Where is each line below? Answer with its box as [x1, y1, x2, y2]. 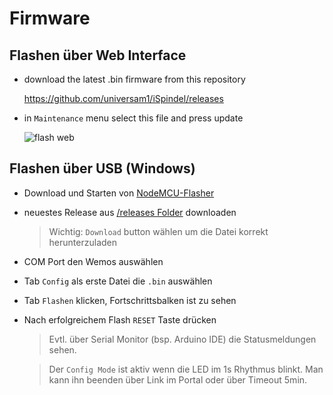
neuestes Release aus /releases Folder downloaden [23, 206, 237, 218]
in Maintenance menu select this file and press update [23, 112, 244, 124]
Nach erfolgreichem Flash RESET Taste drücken [23, 313, 217, 326]
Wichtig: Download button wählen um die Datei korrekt [48, 225, 269, 237]
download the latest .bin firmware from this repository [23, 73, 246, 85]
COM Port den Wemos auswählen [23, 255, 164, 267]
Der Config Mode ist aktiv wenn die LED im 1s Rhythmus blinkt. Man [48, 363, 324, 375]
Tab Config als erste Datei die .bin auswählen [23, 275, 213, 287]
